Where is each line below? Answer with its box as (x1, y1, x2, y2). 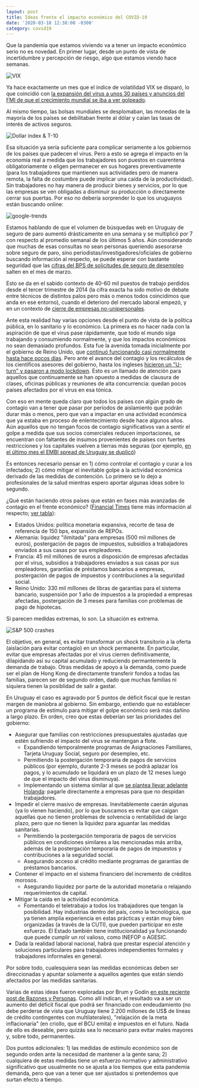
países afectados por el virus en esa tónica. (6, 386, 113, 393)
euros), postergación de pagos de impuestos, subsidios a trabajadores (14, 540, 188, 547)
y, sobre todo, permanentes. (6, 1033, 75, 1040)
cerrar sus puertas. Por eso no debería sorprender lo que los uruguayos (6, 194, 182, 202)
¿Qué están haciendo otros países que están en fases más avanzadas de (6, 497, 185, 504)
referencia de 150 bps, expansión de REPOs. (14, 528, 124, 535)
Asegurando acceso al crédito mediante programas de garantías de (23, 858, 189, 865)
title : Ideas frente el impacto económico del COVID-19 (6, 14, 147, 20)
